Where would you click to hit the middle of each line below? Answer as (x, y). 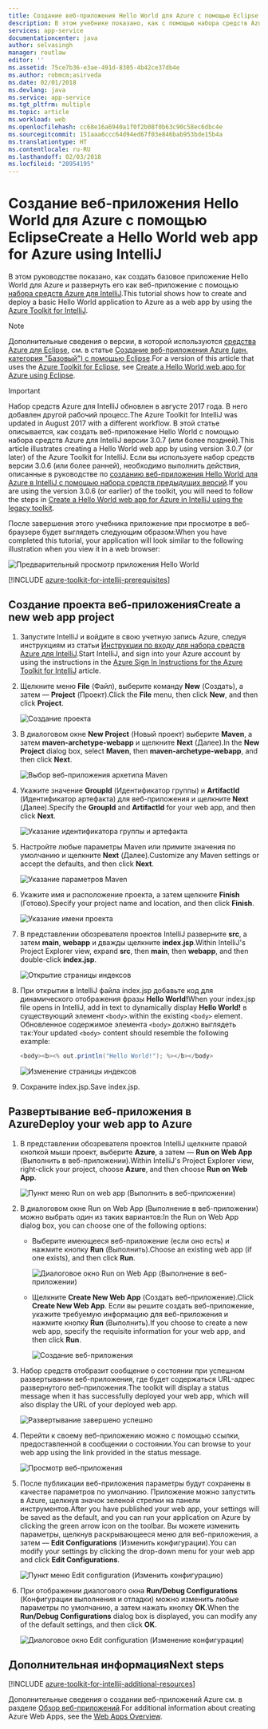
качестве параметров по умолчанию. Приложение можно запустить (138, 1492)
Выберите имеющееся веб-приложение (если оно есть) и (130, 1240)
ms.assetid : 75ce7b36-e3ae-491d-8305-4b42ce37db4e (94, 68)
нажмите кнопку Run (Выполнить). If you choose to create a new (140, 1323)
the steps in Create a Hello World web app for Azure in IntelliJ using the (126, 500)
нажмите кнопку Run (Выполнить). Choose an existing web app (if (142, 1249)
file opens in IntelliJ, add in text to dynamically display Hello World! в (133, 1007)
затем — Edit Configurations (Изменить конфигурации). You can (128, 1542)
